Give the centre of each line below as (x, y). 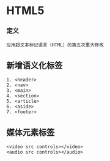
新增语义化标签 (35, 65)
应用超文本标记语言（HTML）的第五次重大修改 (55, 45)
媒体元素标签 (31, 132)
